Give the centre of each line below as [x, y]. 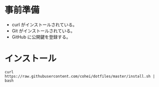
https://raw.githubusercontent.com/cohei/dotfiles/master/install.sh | [80, 76]
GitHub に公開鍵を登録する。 [41, 37]
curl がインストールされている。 [44, 25]
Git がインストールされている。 [43, 30]
